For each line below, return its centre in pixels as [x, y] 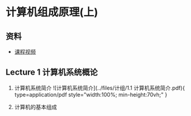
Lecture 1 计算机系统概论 [52, 72]
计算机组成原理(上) [52, 12]
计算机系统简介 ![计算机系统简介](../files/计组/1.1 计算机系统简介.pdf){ [99, 88]
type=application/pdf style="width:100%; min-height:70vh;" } [91, 94]
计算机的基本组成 [36, 107]
